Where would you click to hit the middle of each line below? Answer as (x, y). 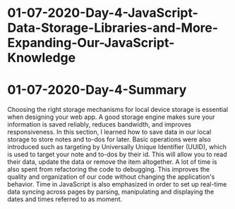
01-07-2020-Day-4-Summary (97, 90)
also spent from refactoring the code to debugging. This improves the (109, 170)
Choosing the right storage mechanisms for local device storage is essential (117, 110)
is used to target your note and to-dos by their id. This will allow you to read (117, 154)
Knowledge (42, 58)
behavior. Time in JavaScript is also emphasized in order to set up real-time (117, 184)
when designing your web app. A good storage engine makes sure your (111, 117)
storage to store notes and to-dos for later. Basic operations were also (109, 139)
